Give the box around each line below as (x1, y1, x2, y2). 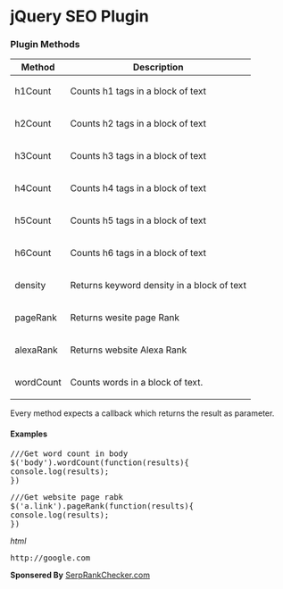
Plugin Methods (10, 38, 80, 51)
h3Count (14, 150, 52, 162)
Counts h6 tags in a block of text (70, 247, 206, 260)
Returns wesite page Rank (70, 311, 179, 324)
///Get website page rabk (10, 492, 124, 502)
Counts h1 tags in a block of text (70, 85, 206, 97)
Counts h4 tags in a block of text (70, 182, 206, 195)
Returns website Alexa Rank (70, 344, 187, 356)
